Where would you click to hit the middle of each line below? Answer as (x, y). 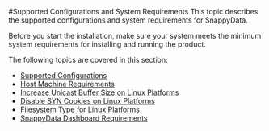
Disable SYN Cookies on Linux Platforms (87, 101)
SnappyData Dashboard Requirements (84, 118)
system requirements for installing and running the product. (107, 44)
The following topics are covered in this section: (88, 60)
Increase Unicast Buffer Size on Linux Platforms (99, 92)
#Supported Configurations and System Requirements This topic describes (133, 12)
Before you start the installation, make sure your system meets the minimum (135, 36)
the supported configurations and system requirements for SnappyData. (128, 20)
